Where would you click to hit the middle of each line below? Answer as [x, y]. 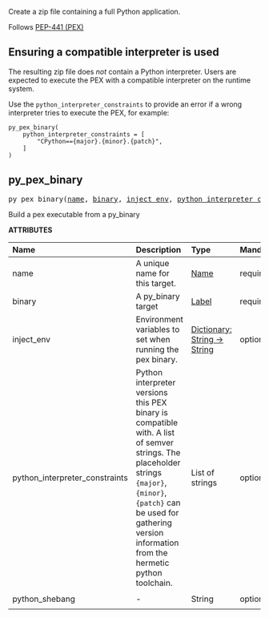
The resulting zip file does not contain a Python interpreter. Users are [122, 71]
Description [159, 249]
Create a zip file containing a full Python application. [94, 12]
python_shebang [44, 599]
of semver [155, 442]
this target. [156, 283]
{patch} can [158, 503]
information [157, 543]
